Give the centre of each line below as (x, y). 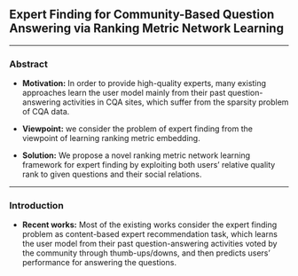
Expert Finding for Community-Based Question (142, 15)
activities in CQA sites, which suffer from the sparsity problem (176, 102)
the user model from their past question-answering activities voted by (149, 244)
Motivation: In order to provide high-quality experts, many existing (144, 83)
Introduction (36, 206)
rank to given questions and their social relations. (112, 174)
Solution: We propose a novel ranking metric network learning (136, 155)
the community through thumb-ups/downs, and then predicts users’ (146, 253)
